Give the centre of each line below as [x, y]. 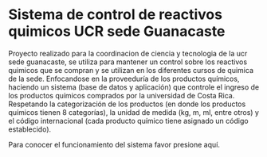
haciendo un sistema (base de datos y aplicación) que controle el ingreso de [134, 87]
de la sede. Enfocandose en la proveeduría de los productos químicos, [124, 78]
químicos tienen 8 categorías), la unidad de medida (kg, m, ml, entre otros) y [133, 112]
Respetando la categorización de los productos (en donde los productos [127, 104]
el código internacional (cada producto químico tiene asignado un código [128, 121]
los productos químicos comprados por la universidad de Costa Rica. [122, 95]
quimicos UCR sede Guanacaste [117, 31]
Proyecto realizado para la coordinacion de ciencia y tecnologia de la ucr [128, 53]
